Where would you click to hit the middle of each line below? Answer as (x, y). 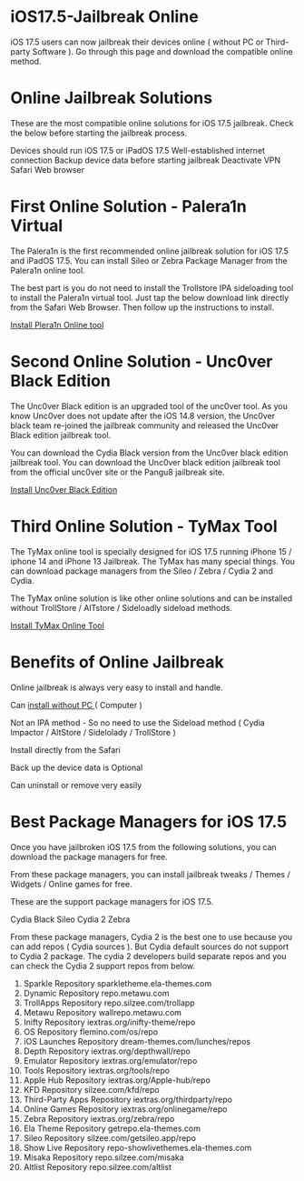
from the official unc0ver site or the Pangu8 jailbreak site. (118, 472)
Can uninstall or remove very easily (76, 785)
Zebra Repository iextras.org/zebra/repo (99, 1118)
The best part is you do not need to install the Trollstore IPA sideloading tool (152, 287)
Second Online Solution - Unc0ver (142, 362)
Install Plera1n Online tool (57, 325)
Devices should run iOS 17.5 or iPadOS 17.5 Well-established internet (138, 150)
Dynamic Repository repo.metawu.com (96, 993)
